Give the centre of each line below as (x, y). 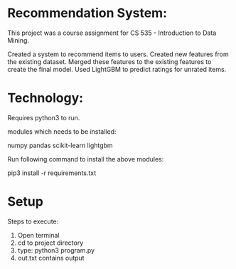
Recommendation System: (87, 13)
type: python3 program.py (56, 250)
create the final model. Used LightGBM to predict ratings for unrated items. (117, 69)
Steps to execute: (33, 221)
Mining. (18, 40)
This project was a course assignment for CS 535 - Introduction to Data (112, 33)
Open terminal (38, 235)
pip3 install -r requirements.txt (52, 173)
